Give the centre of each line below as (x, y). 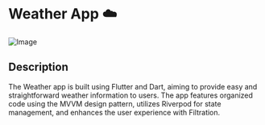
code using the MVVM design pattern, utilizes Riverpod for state (115, 103)
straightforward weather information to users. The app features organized (131, 95)
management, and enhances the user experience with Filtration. (114, 112)
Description (38, 67)
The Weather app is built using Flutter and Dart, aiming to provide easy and (133, 86)
